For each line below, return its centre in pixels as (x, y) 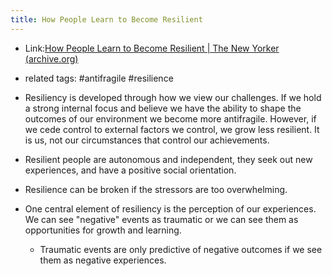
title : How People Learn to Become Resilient (106, 19)
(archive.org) (51, 58)
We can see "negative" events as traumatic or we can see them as (161, 219)
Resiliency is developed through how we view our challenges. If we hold (173, 97)
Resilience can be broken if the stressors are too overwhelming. (156, 189)
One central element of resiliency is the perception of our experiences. (170, 208)
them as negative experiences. (103, 260)
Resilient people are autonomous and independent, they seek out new (168, 159)
